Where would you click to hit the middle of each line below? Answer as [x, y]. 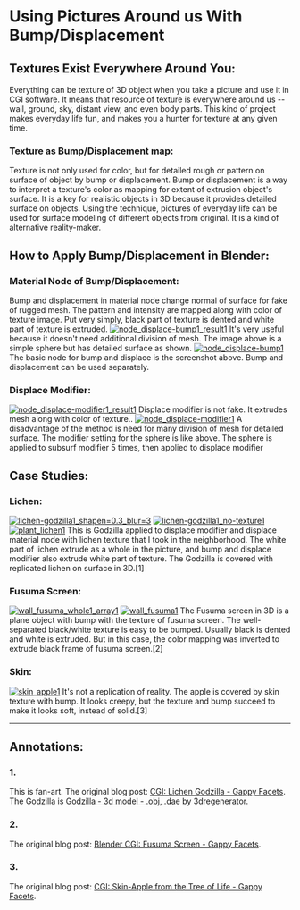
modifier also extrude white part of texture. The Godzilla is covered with [142, 558]
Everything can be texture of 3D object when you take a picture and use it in [150, 90]
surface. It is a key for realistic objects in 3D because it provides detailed [143, 199]
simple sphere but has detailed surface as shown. [101, 348]
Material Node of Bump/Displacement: [95, 281]
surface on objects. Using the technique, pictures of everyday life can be [143, 208]
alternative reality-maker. [55, 227]
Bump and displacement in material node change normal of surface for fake [149, 300]
